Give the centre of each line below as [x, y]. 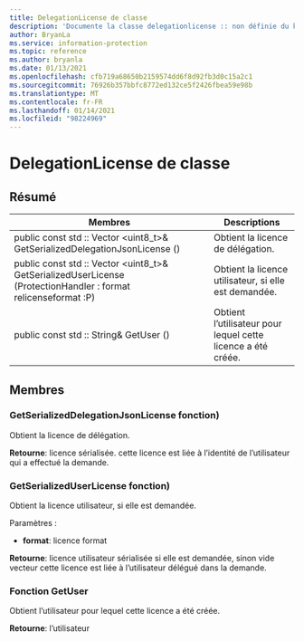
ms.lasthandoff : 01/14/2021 [62, 110]
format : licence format [65, 541]
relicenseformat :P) [55, 298]
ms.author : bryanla [46, 60]
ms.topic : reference [48, 52]
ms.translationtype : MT [54, 93]
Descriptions [252, 223]
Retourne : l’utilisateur [50, 628]
